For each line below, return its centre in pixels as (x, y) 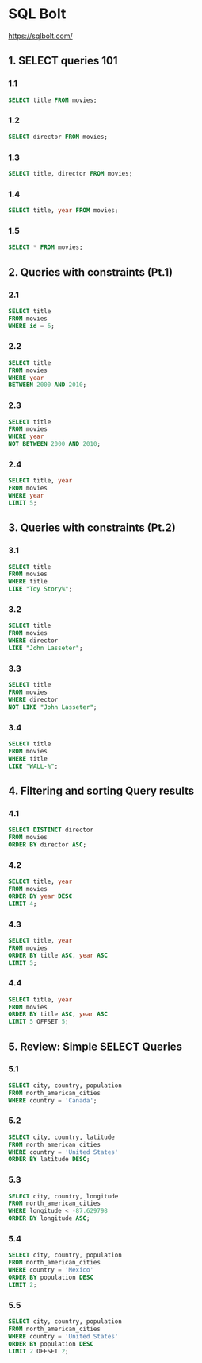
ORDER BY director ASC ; (48, 844)
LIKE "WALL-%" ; (33, 766)
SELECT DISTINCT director (51, 830)
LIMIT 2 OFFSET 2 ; (38, 1351)
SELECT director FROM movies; (58, 137)
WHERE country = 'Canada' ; (53, 1100)
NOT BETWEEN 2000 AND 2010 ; (55, 444)
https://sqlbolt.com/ (40, 36)
